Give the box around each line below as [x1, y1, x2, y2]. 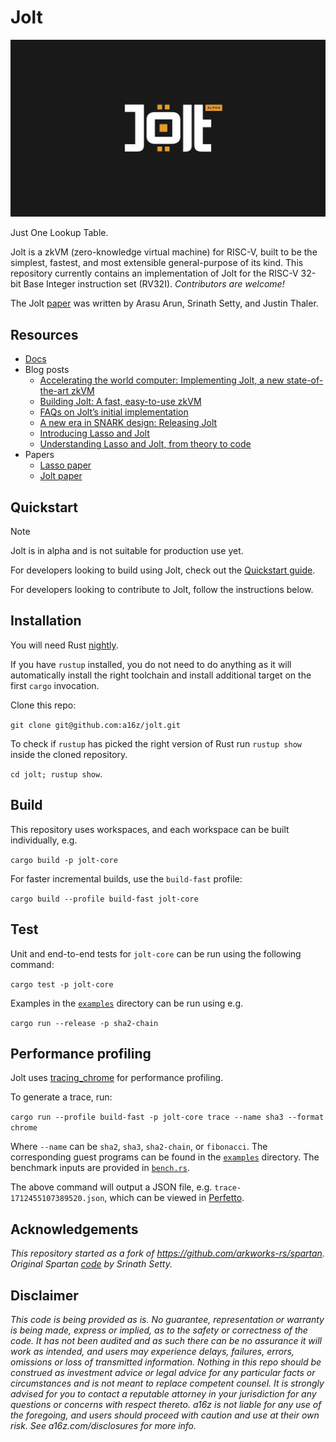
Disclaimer [10, 1287, 79, 1304]
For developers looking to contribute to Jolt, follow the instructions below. [10, 584, 314, 596]
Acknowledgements [10, 1221, 139, 1238]
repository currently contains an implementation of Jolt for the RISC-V [10, 267, 299, 280]
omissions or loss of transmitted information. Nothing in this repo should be [10, 1356, 322, 1368]
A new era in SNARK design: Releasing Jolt [39, 417, 218, 429]
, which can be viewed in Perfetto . [104, 1192, 245, 1204]
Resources [10, 326, 79, 343]
